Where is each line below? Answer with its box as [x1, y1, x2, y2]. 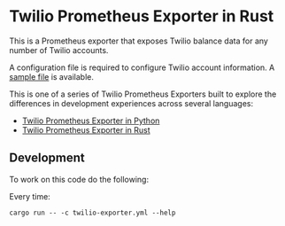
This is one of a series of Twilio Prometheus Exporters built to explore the [9, 89, 277, 99]
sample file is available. [9, 71, 95, 82]
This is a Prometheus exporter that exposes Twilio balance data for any [9, 35, 268, 46]
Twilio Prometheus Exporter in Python [21, 115, 160, 126]
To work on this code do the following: [9, 174, 149, 184]
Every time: [9, 191, 50, 201]
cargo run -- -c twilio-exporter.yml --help [9, 208, 176, 217]
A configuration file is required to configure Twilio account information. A [9, 62, 275, 73]
